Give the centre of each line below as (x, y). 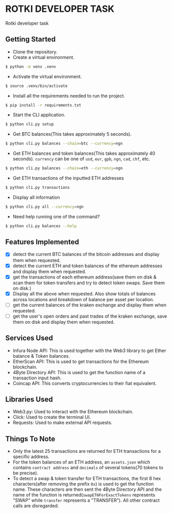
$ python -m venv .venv (31, 67)
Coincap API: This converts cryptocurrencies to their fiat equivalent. (85, 383)
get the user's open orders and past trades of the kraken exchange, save (90, 316)
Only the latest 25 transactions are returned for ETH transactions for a (87, 451)
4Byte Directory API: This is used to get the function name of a (79, 372)
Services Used (29, 338)
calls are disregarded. (36, 506)
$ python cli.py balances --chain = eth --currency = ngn (64, 168)
